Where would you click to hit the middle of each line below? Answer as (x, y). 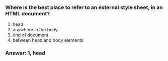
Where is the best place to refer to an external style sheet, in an (84, 7)
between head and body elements (48, 40)
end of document (30, 35)
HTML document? (28, 13)
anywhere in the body (35, 30)
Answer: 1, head (25, 53)
